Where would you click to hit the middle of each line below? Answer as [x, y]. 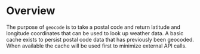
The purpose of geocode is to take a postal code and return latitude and [93, 27]
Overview [31, 11]
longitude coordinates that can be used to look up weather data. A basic [95, 33]
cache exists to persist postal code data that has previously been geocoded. [100, 39]
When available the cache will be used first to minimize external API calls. [96, 46]
